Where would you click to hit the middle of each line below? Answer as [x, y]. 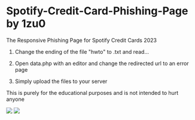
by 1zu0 [26, 24]
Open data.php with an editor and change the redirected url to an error [102, 63]
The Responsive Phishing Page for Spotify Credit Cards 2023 [82, 40]
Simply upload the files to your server [61, 81]
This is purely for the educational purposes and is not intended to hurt [92, 93]
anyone [16, 99]
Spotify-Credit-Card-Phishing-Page [97, 11]
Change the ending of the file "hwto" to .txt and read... [82, 51]
